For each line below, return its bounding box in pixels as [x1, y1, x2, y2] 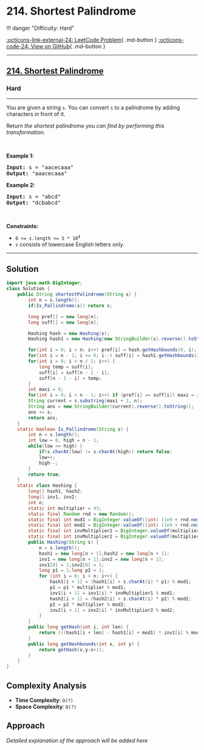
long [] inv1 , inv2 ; [28, 494, 78, 500]
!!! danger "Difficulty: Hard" [6, 24, 75, 32]
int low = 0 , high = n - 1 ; [28, 437, 99, 443]
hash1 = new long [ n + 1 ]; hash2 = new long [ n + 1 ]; [38, 550, 170, 557]
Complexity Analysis [6, 680, 87, 691]
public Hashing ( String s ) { [28, 540, 99, 546]
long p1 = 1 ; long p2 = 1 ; [38, 568, 104, 574]
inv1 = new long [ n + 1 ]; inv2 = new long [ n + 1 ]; [38, 556, 165, 562]
